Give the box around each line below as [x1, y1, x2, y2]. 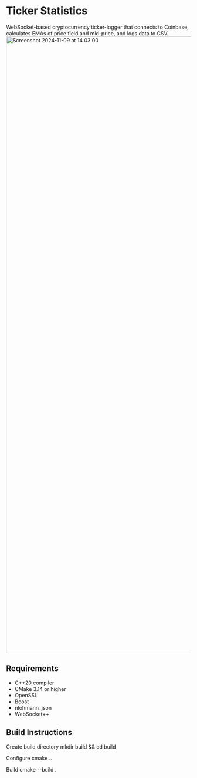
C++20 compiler [14, 679, 55, 686]
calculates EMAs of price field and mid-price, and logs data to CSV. [6, 29, 169, 36]
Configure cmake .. [6, 754, 53, 762]
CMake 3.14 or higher [14, 685, 66, 692]
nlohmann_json [14, 704, 52, 711]
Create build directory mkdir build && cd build [6, 743, 116, 750]
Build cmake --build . [6, 766, 57, 773]
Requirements [6, 663, 59, 674]
